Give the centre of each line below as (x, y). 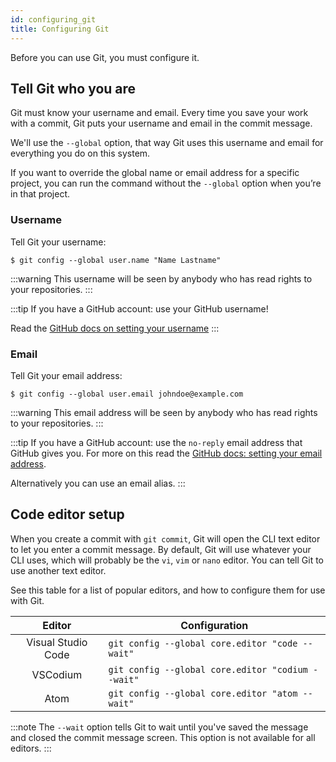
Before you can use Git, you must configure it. (105, 57)
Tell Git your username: (58, 242)
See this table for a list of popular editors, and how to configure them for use (168, 590)
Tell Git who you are (73, 88)
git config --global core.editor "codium (208, 669)
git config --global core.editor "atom (203, 693)
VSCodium (57, 674)
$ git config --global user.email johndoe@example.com (127, 394)
